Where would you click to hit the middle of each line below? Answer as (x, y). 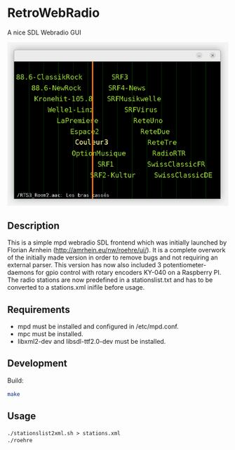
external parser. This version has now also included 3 (84, 265)
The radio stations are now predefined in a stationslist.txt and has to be (110, 280)
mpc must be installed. (50, 334)
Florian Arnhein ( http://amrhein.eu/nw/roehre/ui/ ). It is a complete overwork (116, 250)
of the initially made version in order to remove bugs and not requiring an (113, 257)
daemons (21, 273)
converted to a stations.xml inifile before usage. (76, 288)
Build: (15, 380)
